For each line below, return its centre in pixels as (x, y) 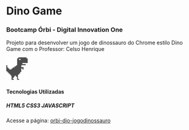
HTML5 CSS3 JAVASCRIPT (40, 105)
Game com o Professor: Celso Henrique (55, 49)
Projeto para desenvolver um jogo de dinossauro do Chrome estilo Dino (94, 43)
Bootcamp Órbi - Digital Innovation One (64, 30)
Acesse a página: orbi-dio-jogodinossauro (58, 120)
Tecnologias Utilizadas (35, 92)
